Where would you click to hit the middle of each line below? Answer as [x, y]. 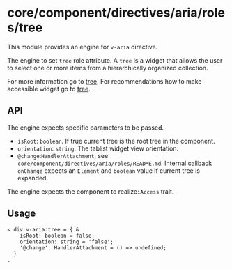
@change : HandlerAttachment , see [63, 155]
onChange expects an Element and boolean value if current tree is [109, 170]
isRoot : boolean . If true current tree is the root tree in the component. [116, 141]
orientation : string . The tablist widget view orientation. [98, 148]
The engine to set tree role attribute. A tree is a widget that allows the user [115, 60]
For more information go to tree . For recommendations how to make [105, 81]
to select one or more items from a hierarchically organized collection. [108, 68]
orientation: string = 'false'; [67, 242]
